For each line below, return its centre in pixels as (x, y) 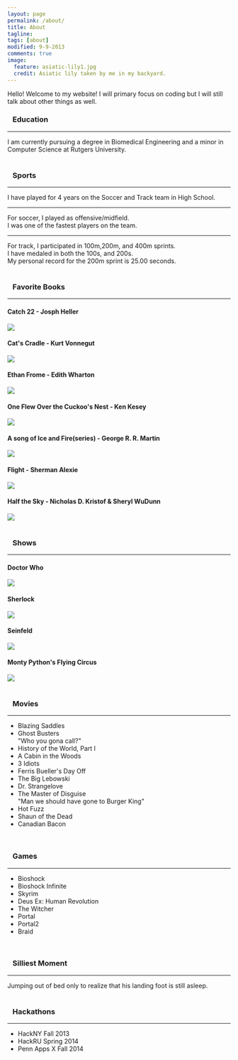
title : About (27, 27)
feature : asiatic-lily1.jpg (55, 67)
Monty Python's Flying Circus (52, 663)
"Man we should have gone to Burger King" (81, 801)
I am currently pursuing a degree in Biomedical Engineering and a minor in (115, 141)
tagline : (20, 34)
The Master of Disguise (52, 794)
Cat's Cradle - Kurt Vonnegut (51, 343)
